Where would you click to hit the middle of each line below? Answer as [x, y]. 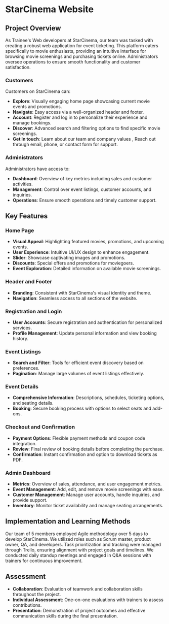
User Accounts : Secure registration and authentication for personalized [88, 322]
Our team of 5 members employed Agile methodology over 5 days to [77, 534]
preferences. [26, 368]
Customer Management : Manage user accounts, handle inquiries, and [86, 495]
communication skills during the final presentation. [65, 616]
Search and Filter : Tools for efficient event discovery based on [78, 363]
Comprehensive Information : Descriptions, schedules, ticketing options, [88, 398]
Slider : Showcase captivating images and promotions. [69, 258]
